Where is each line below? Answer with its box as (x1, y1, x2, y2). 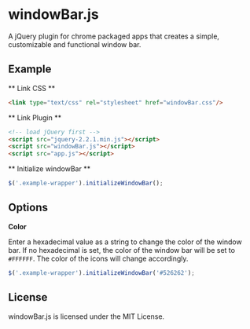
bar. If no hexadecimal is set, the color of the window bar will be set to (8, 245, 236, 254)
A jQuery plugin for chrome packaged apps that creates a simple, (8, 31, 220, 41)
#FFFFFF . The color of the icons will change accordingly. (8, 254, 189, 263)
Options (8, 201, 49, 214)
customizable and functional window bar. (8, 39, 142, 49)
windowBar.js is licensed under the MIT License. (8, 312, 165, 321)
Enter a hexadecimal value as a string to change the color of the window (8, 237, 242, 247)
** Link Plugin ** (8, 112, 61, 122)
